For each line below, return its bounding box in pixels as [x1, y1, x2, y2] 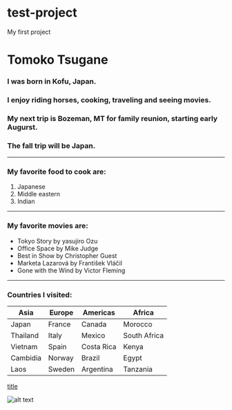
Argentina [81, 364, 113, 374]
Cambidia [10, 353, 42, 363]
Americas [82, 308, 115, 317]
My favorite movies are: [7, 221, 88, 231]
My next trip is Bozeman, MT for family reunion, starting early [7, 113, 218, 123]
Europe [49, 308, 74, 317]
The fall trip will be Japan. [7, 140, 96, 150]
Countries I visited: [7, 290, 72, 299]
